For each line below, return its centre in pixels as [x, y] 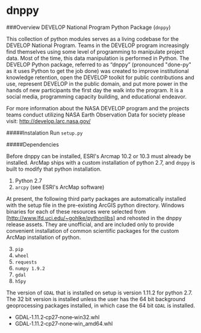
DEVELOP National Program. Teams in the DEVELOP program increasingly [98, 45]
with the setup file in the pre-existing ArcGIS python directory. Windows [95, 205]
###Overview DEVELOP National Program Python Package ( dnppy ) [88, 27]
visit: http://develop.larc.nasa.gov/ [48, 121]
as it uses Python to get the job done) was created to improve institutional [97, 71]
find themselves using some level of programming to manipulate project [95, 51]
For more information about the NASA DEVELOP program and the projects [98, 108]
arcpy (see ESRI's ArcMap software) [60, 187]
